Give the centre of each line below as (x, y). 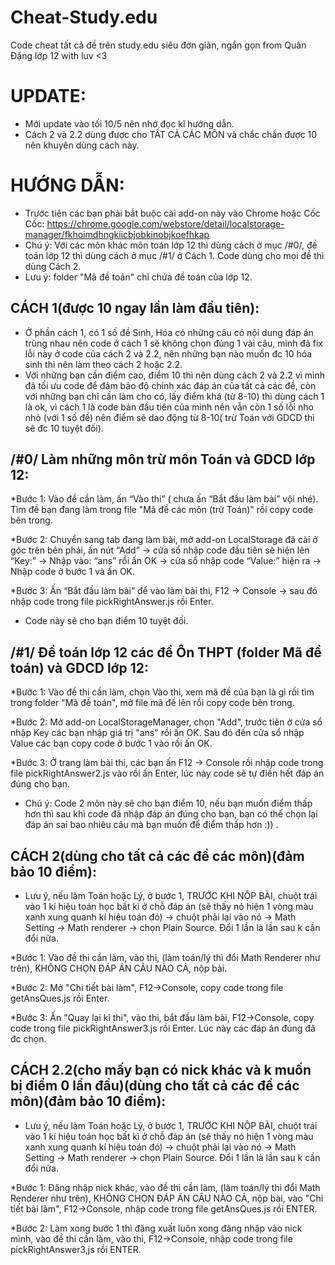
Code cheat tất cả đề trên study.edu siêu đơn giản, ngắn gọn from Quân (158, 45)
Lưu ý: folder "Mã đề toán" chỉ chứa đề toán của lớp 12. (138, 277)
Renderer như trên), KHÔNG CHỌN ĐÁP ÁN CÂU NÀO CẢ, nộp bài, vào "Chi (167, 1198)
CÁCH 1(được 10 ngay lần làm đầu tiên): (135, 308)
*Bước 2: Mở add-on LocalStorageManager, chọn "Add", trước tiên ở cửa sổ (166, 722)
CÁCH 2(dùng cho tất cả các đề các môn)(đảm (157, 856)
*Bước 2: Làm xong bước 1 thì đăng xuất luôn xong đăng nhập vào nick (156, 1228)
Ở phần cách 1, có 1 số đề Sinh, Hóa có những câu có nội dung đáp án (169, 332)
